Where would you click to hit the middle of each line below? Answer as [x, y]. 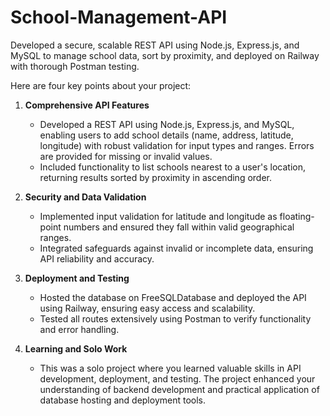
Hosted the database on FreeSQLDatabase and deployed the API [173, 297]
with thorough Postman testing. [75, 66]
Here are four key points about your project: [101, 85]
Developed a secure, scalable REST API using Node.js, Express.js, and [155, 45]
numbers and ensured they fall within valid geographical [179, 227]
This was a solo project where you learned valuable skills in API [170, 368]
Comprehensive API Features [87, 105]
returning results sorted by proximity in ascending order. [155, 177]
